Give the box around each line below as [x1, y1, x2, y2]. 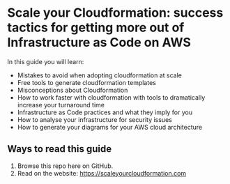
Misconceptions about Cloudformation [17, 86, 128, 94]
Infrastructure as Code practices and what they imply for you [17, 108, 193, 116]
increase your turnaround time [17, 100, 105, 109]
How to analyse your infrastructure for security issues [17, 115, 172, 123]
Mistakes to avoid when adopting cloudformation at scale [17, 71, 183, 79]
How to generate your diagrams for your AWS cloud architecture [17, 123, 203, 131]
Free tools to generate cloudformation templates [17, 78, 157, 86]
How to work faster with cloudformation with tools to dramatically [17, 93, 206, 102]
